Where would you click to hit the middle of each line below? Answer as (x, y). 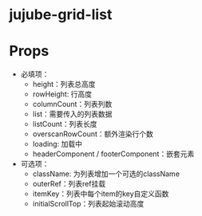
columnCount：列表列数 (72, 104)
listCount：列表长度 (65, 124)
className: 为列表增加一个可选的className (106, 174)
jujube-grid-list (61, 15)
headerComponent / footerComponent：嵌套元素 (113, 154)
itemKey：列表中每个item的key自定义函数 (101, 194)
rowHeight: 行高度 (62, 94)
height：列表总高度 (64, 84)
